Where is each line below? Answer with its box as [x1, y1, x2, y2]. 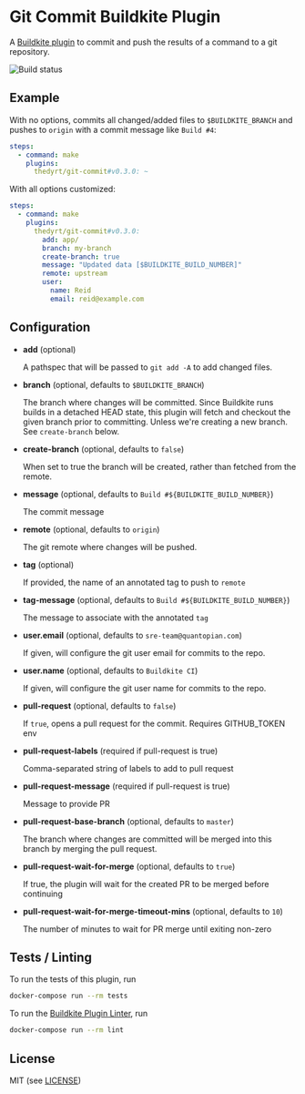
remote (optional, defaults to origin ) [22, 524, 160, 535]
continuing [22, 888, 64, 899]
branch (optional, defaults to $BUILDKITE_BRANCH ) [22, 379, 205, 390]
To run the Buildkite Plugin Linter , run [9, 1008, 148, 1019]
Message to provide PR [22, 798, 111, 809]
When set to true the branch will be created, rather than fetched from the [22, 461, 297, 472]
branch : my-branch [42, 243, 112, 252]
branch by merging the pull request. [22, 843, 158, 854]
